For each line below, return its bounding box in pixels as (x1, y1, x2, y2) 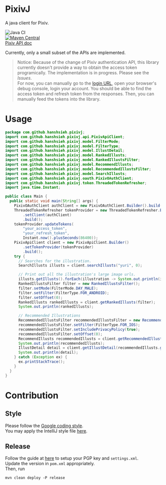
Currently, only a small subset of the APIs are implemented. (5, 50, 126, 55)
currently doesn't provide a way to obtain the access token (17, 64, 137, 70)
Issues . (17, 75, 32, 81)
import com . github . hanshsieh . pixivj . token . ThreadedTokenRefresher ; (5, 180, 147, 185)
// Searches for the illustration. (18, 259, 92, 264)
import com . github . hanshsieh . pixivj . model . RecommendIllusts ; (5, 162, 134, 167)
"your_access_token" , (23, 226, 68, 231)
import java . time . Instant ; (5, 185, 61, 190)
